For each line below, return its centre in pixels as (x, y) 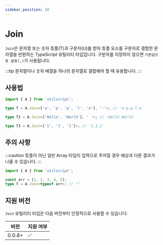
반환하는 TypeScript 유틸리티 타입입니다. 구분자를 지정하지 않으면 (81, 54)
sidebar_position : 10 (27, 10)
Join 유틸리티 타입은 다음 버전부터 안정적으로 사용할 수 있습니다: (67, 214)
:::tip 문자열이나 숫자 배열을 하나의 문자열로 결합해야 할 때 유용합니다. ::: (73, 71)
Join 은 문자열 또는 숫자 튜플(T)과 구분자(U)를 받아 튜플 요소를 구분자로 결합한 (79, 48)
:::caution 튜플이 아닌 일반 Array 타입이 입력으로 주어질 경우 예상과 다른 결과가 (80, 155)
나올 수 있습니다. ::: (23, 161)
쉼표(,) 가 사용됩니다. (30, 60)
